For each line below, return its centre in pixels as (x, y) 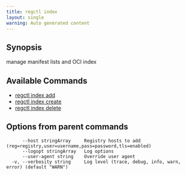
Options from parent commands (67, 127)
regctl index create (38, 102)
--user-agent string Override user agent (79, 156)
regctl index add (35, 95)
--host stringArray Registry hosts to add (81, 141)
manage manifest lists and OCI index (52, 62)
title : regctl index (32, 12)
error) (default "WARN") (37, 167)
